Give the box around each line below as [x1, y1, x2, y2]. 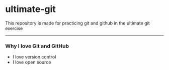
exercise [5, 25, 23, 31]
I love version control [12, 54, 56, 60]
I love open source [12, 59, 51, 65]
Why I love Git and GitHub [5, 42, 69, 49]
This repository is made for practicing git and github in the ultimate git [5, 20, 150, 26]
